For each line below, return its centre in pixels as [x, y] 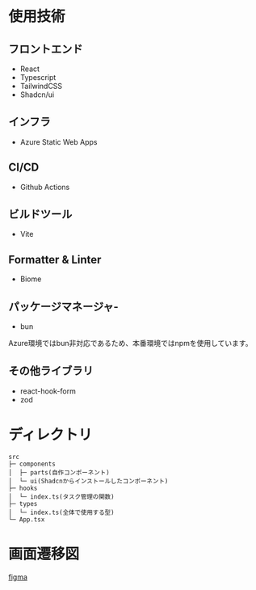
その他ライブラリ [51, 371]
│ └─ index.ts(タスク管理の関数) [61, 497]
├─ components [32, 464]
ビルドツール [40, 215]
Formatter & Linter [55, 259]
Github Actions [45, 187]
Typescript [38, 77]
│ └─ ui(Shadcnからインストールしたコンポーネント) [88, 481]
